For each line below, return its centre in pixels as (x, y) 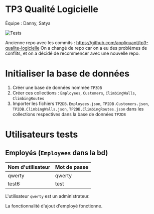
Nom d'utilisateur (29, 167)
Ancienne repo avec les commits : (40, 42)
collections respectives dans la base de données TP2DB (69, 114)
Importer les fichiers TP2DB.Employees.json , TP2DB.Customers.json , (81, 103)
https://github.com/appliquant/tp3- (112, 42)
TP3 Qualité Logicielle (52, 9)
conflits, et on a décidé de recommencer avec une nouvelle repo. (72, 53)
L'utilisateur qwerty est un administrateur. (47, 196)
